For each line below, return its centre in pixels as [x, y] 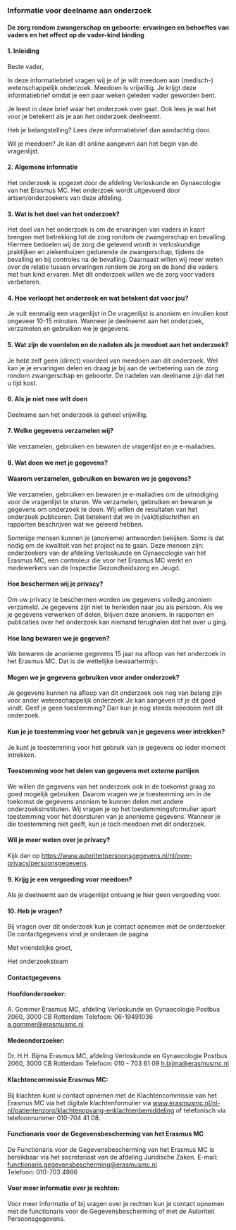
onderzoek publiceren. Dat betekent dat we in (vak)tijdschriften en [104, 517]
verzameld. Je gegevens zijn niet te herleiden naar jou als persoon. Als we [115, 607]
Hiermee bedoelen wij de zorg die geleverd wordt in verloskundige [104, 244]
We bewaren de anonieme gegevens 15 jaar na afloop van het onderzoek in [117, 654]
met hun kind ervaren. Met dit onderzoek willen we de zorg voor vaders [111, 275]
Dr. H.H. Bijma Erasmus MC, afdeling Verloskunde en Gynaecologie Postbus [117, 1056]
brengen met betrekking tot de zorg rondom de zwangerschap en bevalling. [117, 237]
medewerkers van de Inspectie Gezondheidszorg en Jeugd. [94, 567]
